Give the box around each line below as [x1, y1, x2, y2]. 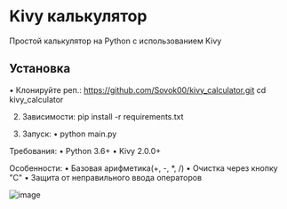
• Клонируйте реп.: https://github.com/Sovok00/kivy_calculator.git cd [9, 84, 267, 95]
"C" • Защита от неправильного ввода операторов [9, 172, 203, 182]
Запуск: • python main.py [21, 128, 117, 139]
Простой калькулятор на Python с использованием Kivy [9, 35, 222, 46]
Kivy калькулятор [9, 6, 147, 27]
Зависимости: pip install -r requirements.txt [21, 111, 184, 121]
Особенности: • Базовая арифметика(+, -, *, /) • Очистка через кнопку [9, 162, 278, 174]
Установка [9, 61, 71, 76]
